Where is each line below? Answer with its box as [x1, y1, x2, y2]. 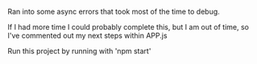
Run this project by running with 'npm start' [7, 46, 151, 55]
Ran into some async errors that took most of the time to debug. [7, 7, 221, 16]
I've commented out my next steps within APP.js [7, 31, 168, 40]
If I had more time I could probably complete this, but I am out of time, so [7, 22, 249, 31]
